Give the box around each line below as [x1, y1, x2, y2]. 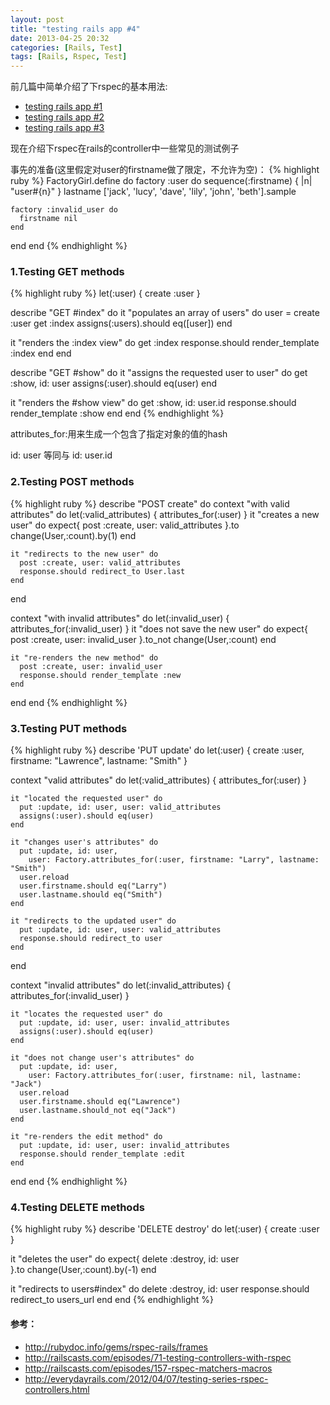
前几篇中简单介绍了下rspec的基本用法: [10, 81, 168, 93]
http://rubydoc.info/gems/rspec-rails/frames [24, 1341, 208, 1353]
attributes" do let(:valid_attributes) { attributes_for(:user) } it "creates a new [10, 508, 320, 520]
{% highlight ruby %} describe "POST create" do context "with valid [10, 497, 290, 510]
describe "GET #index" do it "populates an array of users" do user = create [10, 307, 320, 319]
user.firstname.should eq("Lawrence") [19, 1097, 182, 1107]
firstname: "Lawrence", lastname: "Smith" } [10, 755, 188, 767]
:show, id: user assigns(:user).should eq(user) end [10, 377, 218, 390]
